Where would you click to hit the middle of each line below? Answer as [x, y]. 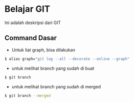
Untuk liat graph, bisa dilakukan [43, 50]
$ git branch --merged [28, 96]
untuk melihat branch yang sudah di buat [53, 68]
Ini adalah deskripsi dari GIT [33, 23]
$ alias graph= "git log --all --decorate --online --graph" [67, 59]
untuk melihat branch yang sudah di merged [56, 86]
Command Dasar [31, 38]
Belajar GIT [27, 9]
